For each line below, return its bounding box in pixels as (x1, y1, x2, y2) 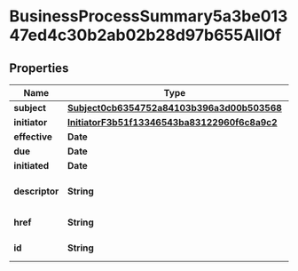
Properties (9, 60, 69, 76)
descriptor (13, 185, 59, 197)
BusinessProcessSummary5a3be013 (9, 6, 288, 27)
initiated (13, 160, 50, 171)
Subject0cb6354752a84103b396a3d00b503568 (67, 102, 282, 114)
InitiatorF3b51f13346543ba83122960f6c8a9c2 (67, 116, 278, 128)
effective (13, 131, 53, 143)
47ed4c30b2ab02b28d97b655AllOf (9, 25, 282, 45)
